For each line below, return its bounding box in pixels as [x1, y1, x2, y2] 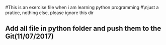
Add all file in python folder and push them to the [5, 24, 161, 33]
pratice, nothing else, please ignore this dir [5, 10, 94, 16]
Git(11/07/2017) [5, 32, 54, 41]
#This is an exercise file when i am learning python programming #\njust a [5, 5, 159, 10]
